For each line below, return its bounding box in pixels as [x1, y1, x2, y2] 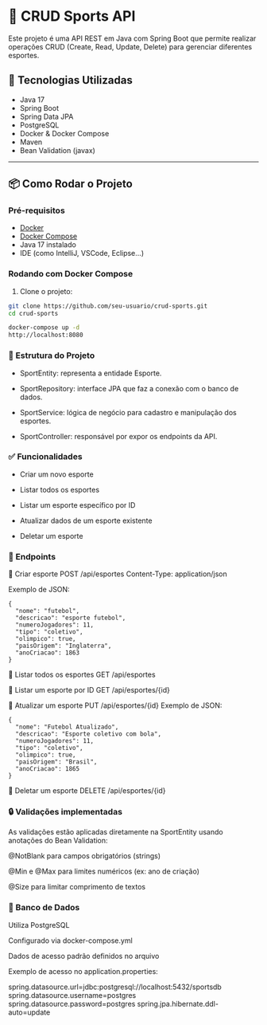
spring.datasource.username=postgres [8, 990, 137, 999]
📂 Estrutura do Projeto [8, 350, 95, 361]
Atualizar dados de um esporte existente [19, 516, 153, 525]
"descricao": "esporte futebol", [15, 614, 126, 622]
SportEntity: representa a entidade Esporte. [19, 368, 162, 378]
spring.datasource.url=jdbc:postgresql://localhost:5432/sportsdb [8, 982, 222, 992]
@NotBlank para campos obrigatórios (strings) [8, 851, 161, 861]
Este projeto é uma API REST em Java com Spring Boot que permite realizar [8, 33, 257, 43]
